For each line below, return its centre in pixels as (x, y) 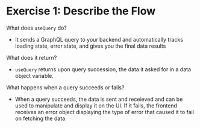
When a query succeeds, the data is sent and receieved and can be (99, 99)
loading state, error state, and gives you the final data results (90, 46)
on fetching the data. (41, 118)
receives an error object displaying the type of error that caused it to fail (105, 112)
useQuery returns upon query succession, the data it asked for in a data (103, 69)
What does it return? (32, 57)
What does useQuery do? (37, 28)
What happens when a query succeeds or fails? (65, 87)
